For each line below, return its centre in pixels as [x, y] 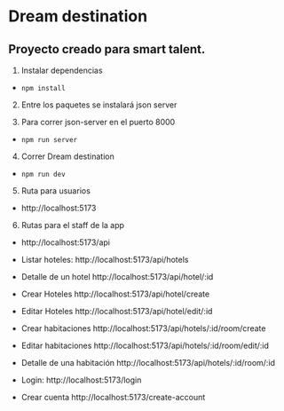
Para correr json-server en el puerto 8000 [98, 122]
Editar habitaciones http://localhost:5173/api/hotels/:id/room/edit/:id [145, 345]
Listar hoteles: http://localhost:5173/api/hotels [105, 260]
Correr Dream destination [67, 156]
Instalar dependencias [62, 70]
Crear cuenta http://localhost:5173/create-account [113, 397]
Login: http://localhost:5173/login [81, 380]
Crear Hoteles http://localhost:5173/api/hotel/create [115, 294]
